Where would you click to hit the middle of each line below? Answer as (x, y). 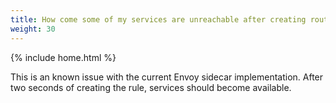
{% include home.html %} (63, 57)
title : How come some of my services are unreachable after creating (158, 19)
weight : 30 (33, 29)
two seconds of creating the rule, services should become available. (151, 87)
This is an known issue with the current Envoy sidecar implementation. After (167, 77)
